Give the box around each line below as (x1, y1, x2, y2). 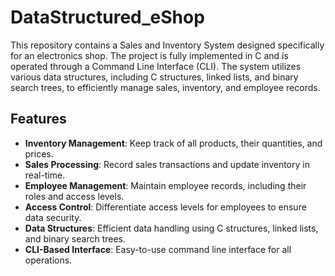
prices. (24, 147, 54, 160)
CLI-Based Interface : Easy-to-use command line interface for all (24, 243, 292, 255)
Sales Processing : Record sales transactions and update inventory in (24, 158, 310, 170)
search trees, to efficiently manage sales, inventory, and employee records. (10, 81, 321, 93)
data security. (24, 211, 82, 223)
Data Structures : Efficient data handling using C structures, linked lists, (24, 222, 319, 234)
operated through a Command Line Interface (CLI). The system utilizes (10, 60, 302, 72)
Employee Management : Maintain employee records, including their (24, 179, 307, 191)
